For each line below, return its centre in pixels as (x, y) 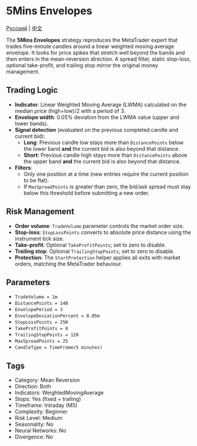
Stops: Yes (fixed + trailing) (48, 399)
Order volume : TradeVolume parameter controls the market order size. (99, 226)
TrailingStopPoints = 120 (46, 335)
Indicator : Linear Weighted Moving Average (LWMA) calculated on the (101, 105)
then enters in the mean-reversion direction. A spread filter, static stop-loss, (98, 59)
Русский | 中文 (24, 28)
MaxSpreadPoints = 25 (41, 341)
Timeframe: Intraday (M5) (46, 406)
